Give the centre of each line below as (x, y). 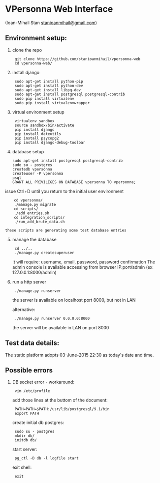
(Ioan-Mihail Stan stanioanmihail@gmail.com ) (51, 23)
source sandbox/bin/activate (45, 125)
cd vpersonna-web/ (33, 63)
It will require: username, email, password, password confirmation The (84, 262)
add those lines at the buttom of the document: (60, 400)
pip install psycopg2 (37, 138)
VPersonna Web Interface (59, 9)
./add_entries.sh (32, 213)
